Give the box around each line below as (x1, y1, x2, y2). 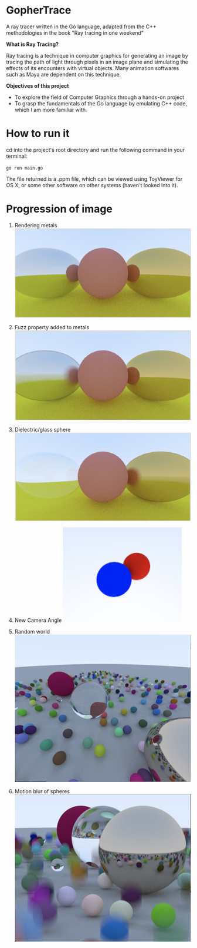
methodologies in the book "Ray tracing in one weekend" (6, 29, 144, 36)
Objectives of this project (6, 82, 69, 89)
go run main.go (6, 165, 43, 171)
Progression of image (6, 203, 113, 216)
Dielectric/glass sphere (14, 426, 71, 433)
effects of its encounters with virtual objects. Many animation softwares (6, 64, 179, 71)
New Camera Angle (14, 616, 62, 624)
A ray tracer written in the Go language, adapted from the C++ (6, 23, 157, 30)
